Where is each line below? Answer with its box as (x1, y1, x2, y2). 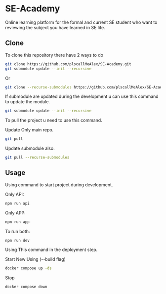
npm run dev (5, 238, 30, 243)
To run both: (5, 228, 30, 234)
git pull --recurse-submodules (5, 155, 70, 160)
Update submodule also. (5, 145, 55, 151)
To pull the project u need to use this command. (5, 117, 102, 124)
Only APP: (5, 210, 26, 215)
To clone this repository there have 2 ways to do (5, 52, 104, 58)
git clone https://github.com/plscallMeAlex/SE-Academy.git (5, 61, 132, 67)
